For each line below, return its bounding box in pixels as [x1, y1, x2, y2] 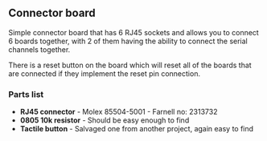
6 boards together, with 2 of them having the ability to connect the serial [8, 36, 248, 46]
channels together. [8, 44, 71, 54]
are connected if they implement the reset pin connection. [8, 68, 201, 79]
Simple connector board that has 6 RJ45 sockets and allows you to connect [8, 27, 259, 37]
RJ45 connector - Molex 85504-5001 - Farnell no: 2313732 [19, 107, 218, 117]
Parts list [8, 88, 44, 99]
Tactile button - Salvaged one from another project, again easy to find [19, 124, 254, 134]
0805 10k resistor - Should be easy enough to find [19, 115, 190, 125]
